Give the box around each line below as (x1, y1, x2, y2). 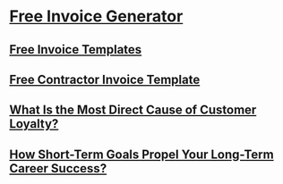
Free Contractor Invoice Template (9, 71, 201, 87)
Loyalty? (9, 116, 59, 131)
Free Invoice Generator (9, 6, 184, 27)
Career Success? (9, 161, 107, 176)
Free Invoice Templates (9, 42, 142, 57)
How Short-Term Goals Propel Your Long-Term (9, 146, 275, 162)
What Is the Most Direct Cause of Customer (9, 103, 257, 118)
